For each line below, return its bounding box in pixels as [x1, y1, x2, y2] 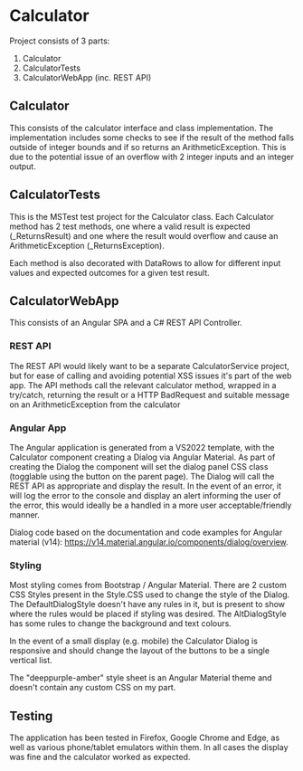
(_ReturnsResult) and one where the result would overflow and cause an [9, 230, 279, 241]
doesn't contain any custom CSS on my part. [9, 682, 176, 693]
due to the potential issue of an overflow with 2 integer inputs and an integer [9, 151, 294, 162]
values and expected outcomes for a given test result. [9, 267, 210, 278]
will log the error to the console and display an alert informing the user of [9, 490, 282, 500]
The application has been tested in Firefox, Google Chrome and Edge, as [9, 732, 280, 743]
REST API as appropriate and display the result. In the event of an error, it [9, 481, 282, 491]
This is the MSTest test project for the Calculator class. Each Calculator [9, 211, 274, 222]
